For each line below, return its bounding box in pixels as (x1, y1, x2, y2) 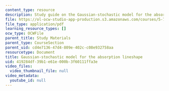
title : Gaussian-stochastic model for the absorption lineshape (5, 54, 143, 60)
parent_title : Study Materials (5, 36, 71, 41)
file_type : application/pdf (5, 21, 64, 27)
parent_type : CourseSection (5, 40, 64, 45)
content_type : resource (5, 7, 55, 13)
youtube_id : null (10, 78, 46, 83)
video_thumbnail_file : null (10, 69, 69, 74)
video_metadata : (5, 73, 39, 78)
